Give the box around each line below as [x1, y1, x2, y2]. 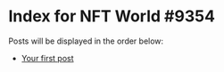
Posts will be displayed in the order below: [8, 36, 164, 46]
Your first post [21, 52, 74, 63]
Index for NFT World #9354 [8, 6, 216, 27]
